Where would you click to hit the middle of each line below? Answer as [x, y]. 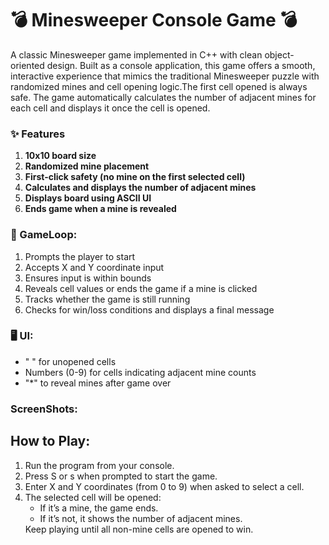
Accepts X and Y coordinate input [94, 267]
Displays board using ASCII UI [88, 198]
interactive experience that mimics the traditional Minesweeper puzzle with [165, 76]
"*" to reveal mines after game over [98, 383]
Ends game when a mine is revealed [100, 209]
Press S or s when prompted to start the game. [121, 476]
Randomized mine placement [87, 166]
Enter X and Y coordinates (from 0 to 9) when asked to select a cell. [164, 486]
